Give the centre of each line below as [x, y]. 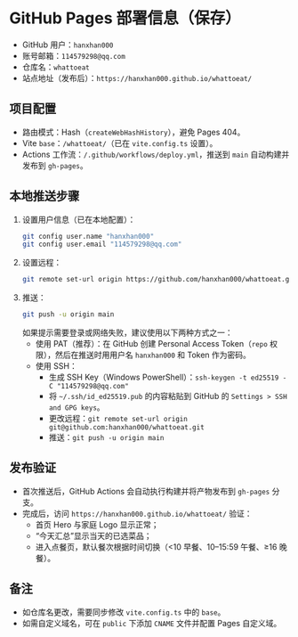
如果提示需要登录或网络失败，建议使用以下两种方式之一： [127, 333]
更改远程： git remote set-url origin [118, 419]
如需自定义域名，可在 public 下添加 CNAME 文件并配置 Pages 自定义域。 [152, 623]
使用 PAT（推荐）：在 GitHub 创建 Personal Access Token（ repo [152, 344]
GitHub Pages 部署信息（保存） [125, 18]
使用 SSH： [56, 366]
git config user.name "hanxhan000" [88, 236]
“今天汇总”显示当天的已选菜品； [93, 535]
